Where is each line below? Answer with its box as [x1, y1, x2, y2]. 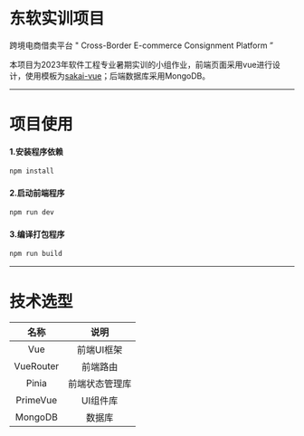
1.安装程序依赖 [9, 146, 63, 156]
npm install [9, 166, 54, 176]
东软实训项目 [9, 8, 106, 29]
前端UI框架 [76, 344, 123, 356]
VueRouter [14, 360, 60, 373]
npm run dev [9, 208, 54, 217]
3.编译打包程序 [9, 228, 65, 240]
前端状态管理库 [67, 377, 132, 390]
